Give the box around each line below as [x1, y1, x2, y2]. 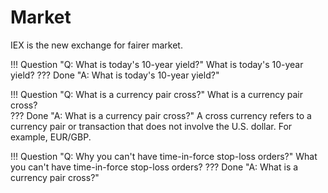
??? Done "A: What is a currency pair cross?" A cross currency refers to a [10, 109, 312, 121]
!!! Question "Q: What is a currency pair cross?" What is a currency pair [10, 88, 304, 100]
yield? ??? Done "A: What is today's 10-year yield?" [10, 69, 220, 81]
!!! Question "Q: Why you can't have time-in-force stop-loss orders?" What [10, 150, 318, 162]
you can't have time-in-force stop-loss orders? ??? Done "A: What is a [10, 161, 299, 173]
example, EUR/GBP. [10, 131, 92, 143]
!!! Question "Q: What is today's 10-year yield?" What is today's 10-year [10, 58, 304, 70]
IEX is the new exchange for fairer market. [10, 39, 183, 51]
